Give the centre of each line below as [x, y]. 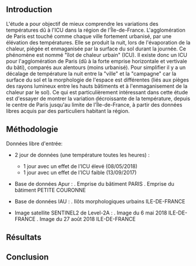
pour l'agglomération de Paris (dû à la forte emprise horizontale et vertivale [97, 61]
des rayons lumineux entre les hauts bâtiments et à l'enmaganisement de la [97, 86]
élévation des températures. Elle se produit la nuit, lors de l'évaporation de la [98, 42]
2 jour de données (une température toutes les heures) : [82, 155]
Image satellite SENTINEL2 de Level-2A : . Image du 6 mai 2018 [91, 213]
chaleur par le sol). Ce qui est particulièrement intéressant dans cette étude [97, 92]
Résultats [24, 238]
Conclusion [27, 257]
